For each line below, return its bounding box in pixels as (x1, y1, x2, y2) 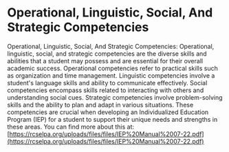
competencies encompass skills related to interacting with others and (7, 86, 204, 94)
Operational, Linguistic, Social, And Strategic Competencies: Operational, (7, 42, 215, 50)
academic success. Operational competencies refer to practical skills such (7, 64, 218, 72)
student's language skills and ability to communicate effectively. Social (7, 78, 208, 87)
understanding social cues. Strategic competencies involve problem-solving (7, 93, 223, 101)
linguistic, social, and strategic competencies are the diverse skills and (7, 50, 208, 58)
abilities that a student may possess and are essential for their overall (7, 56, 204, 65)
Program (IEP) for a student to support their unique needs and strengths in (7, 115, 218, 123)
